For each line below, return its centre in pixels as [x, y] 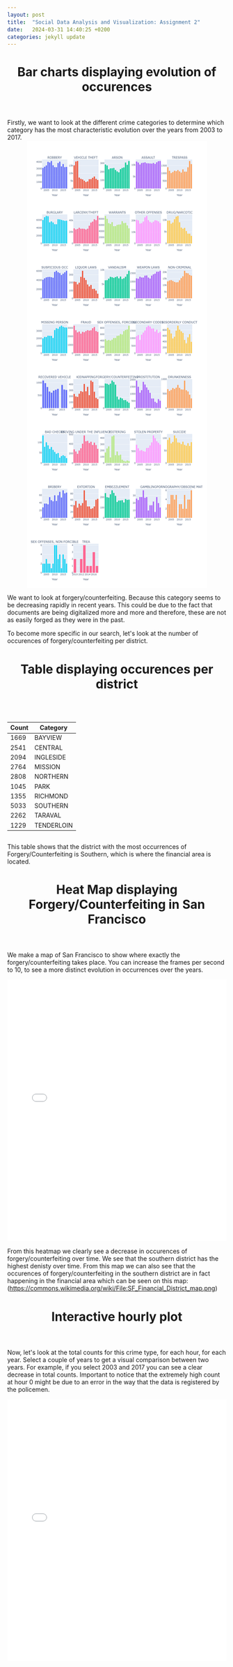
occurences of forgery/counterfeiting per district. [78, 641]
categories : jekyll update [46, 37]
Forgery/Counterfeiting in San [117, 905]
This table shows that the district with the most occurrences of [97, 847]
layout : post [26, 15]
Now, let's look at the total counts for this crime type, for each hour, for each [116, 1352]
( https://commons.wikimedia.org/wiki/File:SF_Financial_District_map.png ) [112, 1289]
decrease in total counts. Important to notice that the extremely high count [114, 1375]
